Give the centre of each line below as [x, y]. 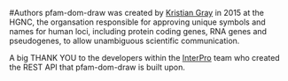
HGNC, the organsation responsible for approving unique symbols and [137, 22]
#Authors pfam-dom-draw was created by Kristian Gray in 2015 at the [136, 13]
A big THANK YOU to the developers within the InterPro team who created [145, 58]
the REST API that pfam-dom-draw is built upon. [97, 67]
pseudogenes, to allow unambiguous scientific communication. [125, 40]
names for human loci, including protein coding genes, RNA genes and [138, 31]
